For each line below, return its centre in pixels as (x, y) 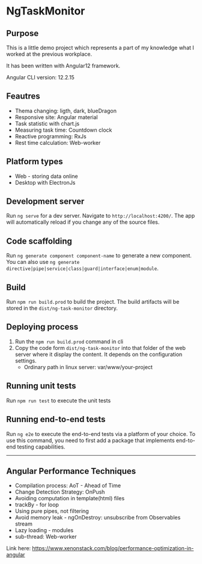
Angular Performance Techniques (71, 471)
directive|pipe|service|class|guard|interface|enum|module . (82, 268)
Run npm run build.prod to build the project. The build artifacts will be (93, 302)
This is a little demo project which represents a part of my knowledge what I (100, 48)
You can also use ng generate (43, 262)
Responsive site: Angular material (56, 117)
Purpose (23, 33)
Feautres (23, 97)
